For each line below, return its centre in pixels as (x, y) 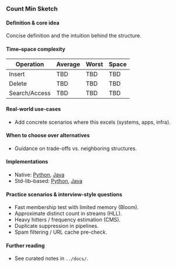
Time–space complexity (36, 49)
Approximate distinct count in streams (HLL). (68, 214)
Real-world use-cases (34, 109)
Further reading (25, 245)
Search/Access (30, 93)
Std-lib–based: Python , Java (48, 181)
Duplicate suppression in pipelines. (57, 226)
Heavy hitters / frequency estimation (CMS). (67, 220)
